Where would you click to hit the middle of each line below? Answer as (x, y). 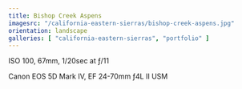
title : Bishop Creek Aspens (55, 16)
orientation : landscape (48, 30)
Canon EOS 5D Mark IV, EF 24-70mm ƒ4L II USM (88, 76)
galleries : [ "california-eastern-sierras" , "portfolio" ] (109, 38)
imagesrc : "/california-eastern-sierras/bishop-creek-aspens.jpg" (121, 23)
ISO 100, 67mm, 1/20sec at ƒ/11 (59, 61)
